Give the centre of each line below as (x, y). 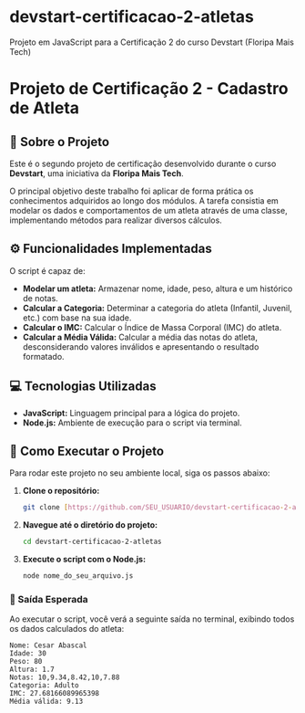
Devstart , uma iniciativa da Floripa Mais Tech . (97, 173)
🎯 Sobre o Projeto (60, 142)
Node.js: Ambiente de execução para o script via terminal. (132, 423)
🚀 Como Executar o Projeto (87, 451)
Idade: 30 (28, 654)
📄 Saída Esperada (49, 599)
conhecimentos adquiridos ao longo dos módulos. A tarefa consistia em (144, 200)
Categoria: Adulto (44, 686)
